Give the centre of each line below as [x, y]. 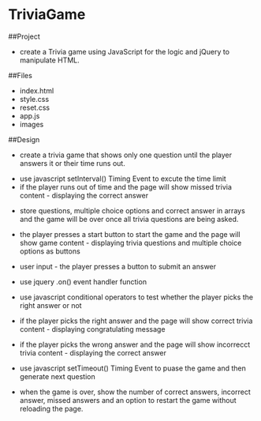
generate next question [58, 376]
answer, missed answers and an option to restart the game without [128, 400]
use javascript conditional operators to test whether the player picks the [136, 297]
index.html [37, 90]
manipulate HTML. [50, 60]
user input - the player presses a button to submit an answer [118, 266]
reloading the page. [51, 408]
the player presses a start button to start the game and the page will [130, 234]
